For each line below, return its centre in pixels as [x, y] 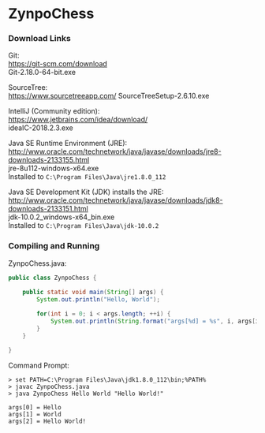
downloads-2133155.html [49, 160]
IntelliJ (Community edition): [54, 111]
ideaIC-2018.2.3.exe [41, 128]
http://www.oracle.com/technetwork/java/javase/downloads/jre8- [115, 151]
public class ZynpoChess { [52, 278]
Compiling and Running [54, 246]
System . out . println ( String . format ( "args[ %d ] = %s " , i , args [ [153, 321]
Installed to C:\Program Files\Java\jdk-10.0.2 [84, 226]
